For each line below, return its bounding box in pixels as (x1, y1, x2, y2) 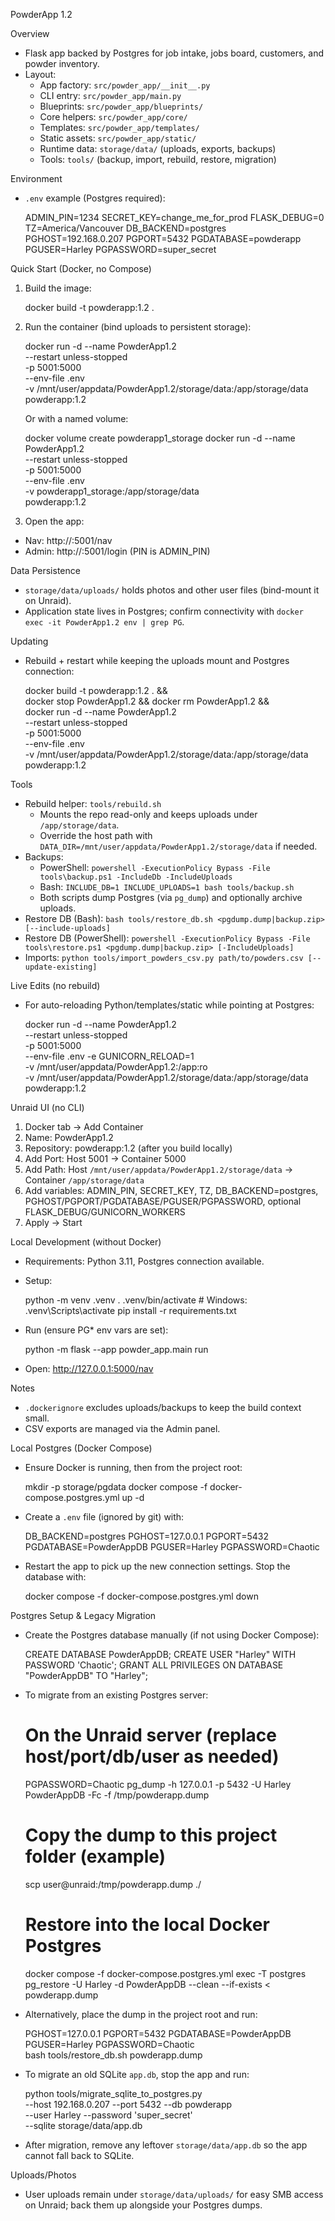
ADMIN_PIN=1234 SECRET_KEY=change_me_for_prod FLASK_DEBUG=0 (24, 212, 325, 223)
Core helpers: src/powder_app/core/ (39, 111, 188, 123)
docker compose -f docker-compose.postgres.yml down (24, 1590, 259, 1602)
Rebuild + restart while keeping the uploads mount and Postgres (24, 655, 290, 666)
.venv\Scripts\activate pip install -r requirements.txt (24, 1305, 237, 1316)
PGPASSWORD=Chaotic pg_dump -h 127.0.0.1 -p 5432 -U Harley (24, 1778, 292, 1790)
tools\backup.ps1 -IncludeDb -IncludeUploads (39, 872, 233, 882)
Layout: (24, 69, 57, 80)
